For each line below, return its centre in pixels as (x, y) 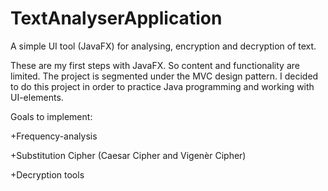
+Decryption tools (47, 174)
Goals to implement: (51, 116)
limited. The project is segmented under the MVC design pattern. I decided (164, 76)
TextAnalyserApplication (116, 18)
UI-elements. (37, 97)
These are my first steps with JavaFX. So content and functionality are (155, 65)
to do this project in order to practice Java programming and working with (162, 86)
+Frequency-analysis (54, 136)
